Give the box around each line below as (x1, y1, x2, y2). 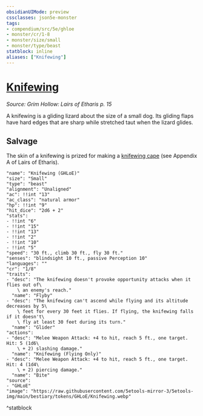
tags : (6, 20, 20, 26)
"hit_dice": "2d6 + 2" (6, 208, 64, 214)
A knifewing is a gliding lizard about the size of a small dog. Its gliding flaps (6, 112, 194, 119)
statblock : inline (6, 49, 53, 55)
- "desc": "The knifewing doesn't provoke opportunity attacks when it (6, 277, 191, 283)
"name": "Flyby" (12, 293, 53, 299)
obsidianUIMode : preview (6, 9, 69, 15)
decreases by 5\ (6, 303, 47, 310)
